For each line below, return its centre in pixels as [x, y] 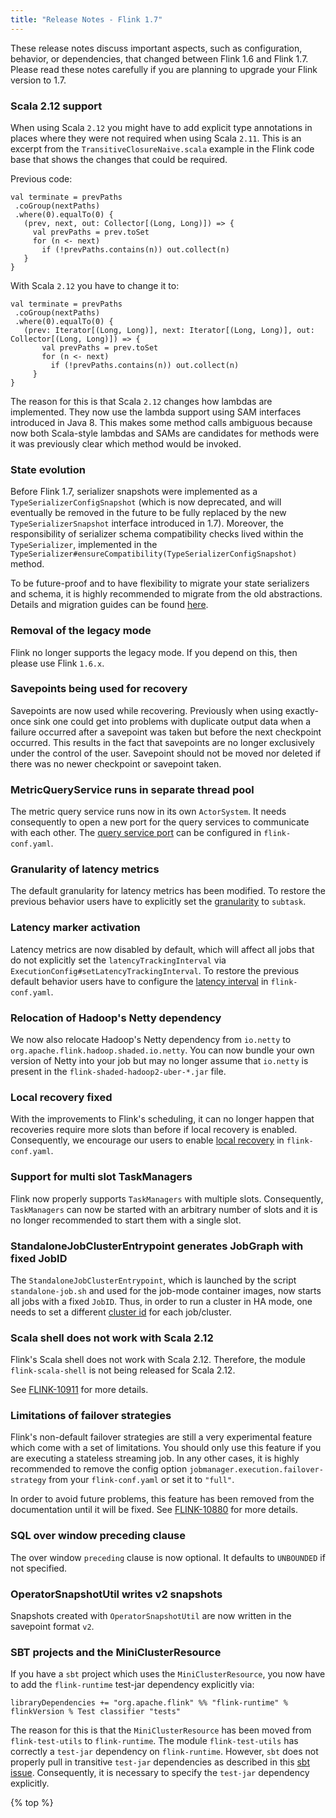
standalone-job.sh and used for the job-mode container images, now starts [166, 1290]
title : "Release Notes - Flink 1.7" [86, 19]
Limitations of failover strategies [91, 1416]
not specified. [39, 1568]
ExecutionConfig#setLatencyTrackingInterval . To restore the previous [155, 970]
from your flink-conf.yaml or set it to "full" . [141, 1480]
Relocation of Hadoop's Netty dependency [116, 1018]
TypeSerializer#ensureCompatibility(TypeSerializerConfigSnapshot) [154, 554]
